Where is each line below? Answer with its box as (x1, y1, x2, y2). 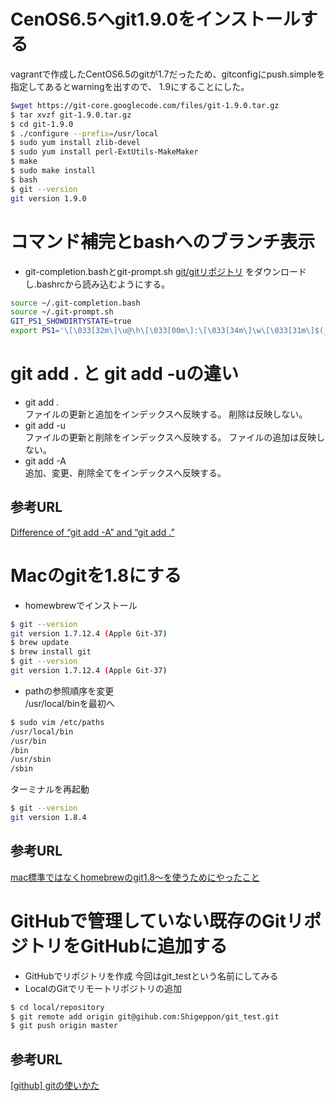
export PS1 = (10, 326, 60, 336)
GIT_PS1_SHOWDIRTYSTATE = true (10, 316, 132, 327)
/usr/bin (10, 736, 47, 746)
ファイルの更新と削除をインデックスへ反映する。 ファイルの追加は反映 (24, 431, 317, 443)
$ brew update (10, 638, 70, 648)
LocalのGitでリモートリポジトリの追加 (24, 982, 182, 994)
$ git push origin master (10, 1021, 118, 1031)
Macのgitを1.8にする (10, 564, 182, 587)
